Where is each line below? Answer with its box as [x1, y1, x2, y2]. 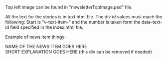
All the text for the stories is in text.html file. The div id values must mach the [5, 14, 163, 19]
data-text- [141, 19, 163, 25]
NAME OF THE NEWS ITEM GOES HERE [5, 44, 87, 49]
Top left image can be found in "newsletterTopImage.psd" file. [5, 4, 133, 10]
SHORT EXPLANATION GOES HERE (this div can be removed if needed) [5, 49, 152, 55]
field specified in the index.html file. [9, 24, 84, 30]
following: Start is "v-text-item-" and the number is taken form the [5, 19, 141, 25]
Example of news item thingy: [5, 34, 66, 40]
